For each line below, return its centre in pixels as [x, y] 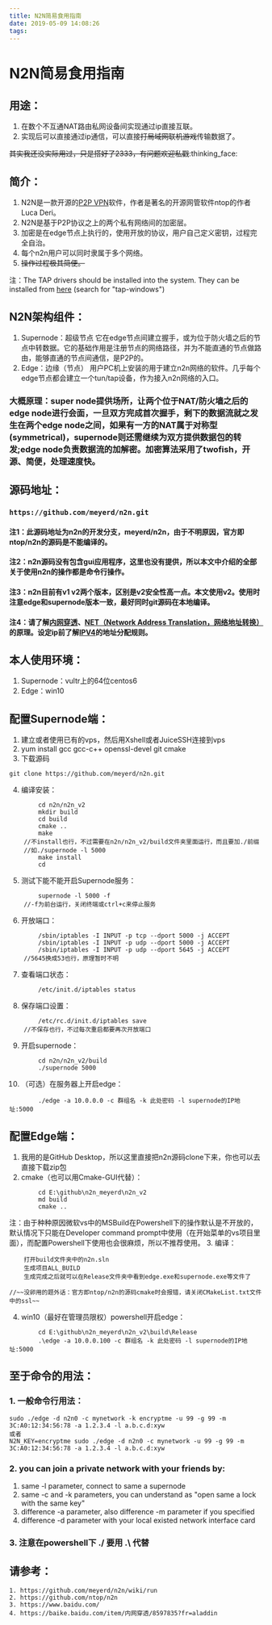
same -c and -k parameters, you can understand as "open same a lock [138, 1495]
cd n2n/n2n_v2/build [73, 1061]
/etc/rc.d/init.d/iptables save [93, 1021]
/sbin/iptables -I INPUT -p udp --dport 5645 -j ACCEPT [134, 950]
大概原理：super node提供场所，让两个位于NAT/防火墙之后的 [129, 400]
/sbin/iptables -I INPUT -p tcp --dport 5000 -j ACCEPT [134, 936]
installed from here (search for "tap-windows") [87, 289]
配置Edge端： [44, 1136]
